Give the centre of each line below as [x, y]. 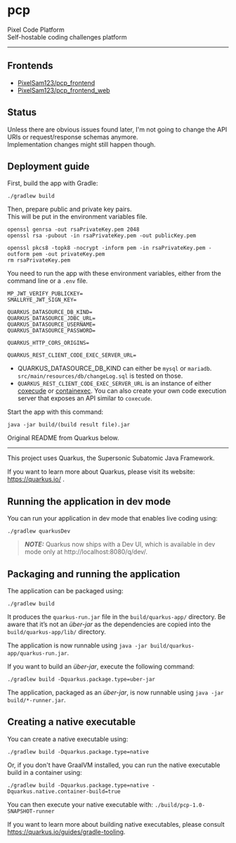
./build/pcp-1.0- [180, 805]
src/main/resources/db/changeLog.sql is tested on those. [100, 376]
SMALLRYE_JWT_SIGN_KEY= [42, 300]
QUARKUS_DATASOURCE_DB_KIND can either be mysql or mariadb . [114, 369]
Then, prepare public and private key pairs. [70, 209]
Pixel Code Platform [36, 30]
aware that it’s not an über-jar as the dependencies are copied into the [109, 624]
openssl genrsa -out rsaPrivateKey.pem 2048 [73, 230]
